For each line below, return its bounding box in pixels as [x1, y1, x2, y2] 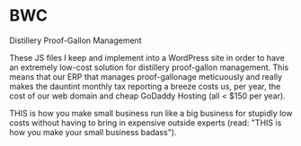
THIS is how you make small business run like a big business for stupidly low [9, 107, 293, 118]
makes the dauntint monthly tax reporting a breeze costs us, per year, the [9, 81, 281, 91]
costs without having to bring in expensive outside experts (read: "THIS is [9, 117, 282, 128]
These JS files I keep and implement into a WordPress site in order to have [9, 52, 285, 63]
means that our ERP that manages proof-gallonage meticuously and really [9, 71, 283, 82]
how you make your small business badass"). [9, 126, 177, 137]
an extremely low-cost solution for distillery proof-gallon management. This [9, 62, 289, 73]
